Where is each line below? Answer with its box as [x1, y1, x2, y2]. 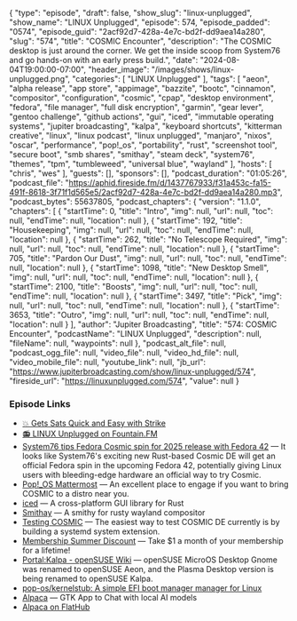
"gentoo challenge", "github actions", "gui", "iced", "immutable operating [9, 111, 275, 122]
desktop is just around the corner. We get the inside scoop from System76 [9, 45, 281, 56]
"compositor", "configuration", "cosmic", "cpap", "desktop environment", [9, 92, 274, 103]
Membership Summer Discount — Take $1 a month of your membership [21, 536, 284, 546]
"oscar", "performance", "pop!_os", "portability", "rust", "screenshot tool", [9, 139, 277, 150]
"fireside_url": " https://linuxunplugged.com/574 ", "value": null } [9, 376, 239, 386]
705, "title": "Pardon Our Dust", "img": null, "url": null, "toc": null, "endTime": [9, 253, 287, 263]
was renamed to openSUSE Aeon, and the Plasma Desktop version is [21, 564, 275, 575]
